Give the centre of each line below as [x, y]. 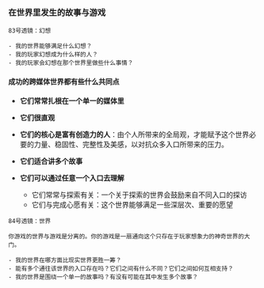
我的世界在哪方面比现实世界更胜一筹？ [69, 260]
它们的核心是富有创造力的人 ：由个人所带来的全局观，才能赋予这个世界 [134, 134]
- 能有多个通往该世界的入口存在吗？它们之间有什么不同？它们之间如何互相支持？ [121, 268]
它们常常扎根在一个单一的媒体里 [72, 100]
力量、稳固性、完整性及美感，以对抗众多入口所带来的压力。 [131, 144]
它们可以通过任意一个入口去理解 [72, 178]
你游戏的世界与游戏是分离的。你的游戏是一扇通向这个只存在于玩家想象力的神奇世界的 [126, 236]
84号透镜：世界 [30, 221]
